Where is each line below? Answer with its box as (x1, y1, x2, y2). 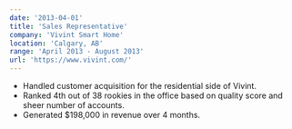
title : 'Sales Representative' (9, 22, 128, 31)
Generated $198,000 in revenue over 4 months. (22, 110, 201, 120)
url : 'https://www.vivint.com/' (9, 55, 132, 64)
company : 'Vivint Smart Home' (9, 30, 125, 39)
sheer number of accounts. (22, 100, 125, 110)
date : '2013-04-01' (9, 13, 84, 23)
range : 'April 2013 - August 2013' (9, 47, 145, 56)
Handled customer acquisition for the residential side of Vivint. (22, 81, 257, 91)
